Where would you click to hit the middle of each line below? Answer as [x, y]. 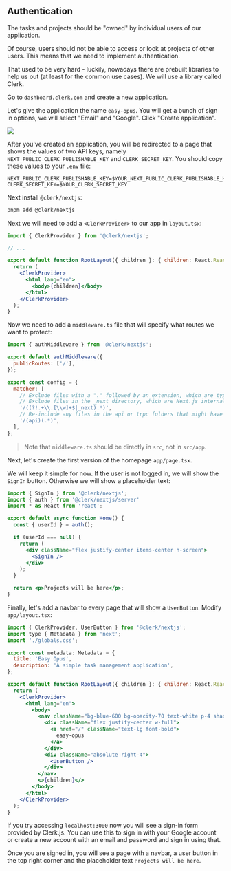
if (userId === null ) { [47, 537]
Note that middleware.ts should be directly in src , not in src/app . [115, 447]
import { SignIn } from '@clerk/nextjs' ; [67, 493]
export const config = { [43, 382]
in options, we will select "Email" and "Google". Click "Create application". [112, 118]
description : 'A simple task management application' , [93, 666]
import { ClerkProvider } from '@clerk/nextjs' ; [78, 236]
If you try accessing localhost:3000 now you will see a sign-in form [102, 826]
